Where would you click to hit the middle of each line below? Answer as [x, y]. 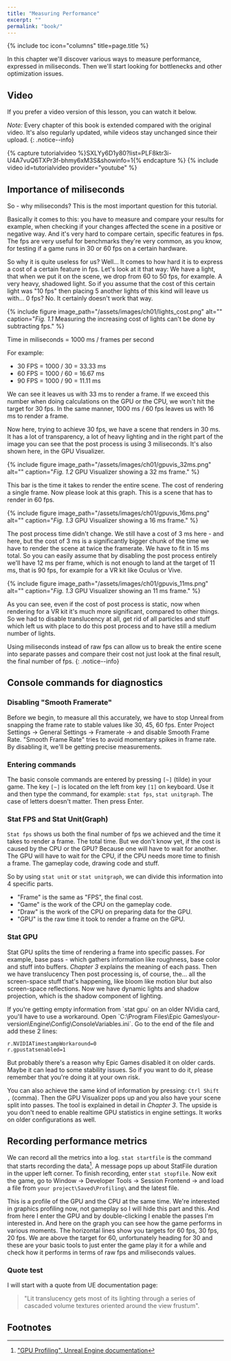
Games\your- [201, 1016]
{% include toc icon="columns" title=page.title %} [78, 46]
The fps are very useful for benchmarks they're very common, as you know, [114, 241]
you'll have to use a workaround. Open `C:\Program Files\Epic [95, 1016]
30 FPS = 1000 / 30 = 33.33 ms [62, 366]
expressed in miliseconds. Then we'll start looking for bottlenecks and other [114, 67]
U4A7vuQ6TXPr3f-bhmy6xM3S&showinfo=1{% [75, 161]
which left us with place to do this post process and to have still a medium [112, 626]
